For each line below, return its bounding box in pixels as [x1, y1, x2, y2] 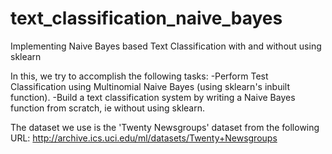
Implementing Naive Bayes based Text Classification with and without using [10, 40, 322, 52]
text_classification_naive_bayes [10, 7, 283, 30]
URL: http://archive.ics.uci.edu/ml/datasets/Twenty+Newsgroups [10, 132, 278, 144]
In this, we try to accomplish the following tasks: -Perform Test [10, 70, 269, 82]
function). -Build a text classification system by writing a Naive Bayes [10, 91, 296, 103]
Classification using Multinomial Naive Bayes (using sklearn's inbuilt [10, 80, 290, 92]
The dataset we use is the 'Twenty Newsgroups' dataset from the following [10, 121, 320, 133]
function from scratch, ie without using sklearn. [10, 102, 205, 114]
